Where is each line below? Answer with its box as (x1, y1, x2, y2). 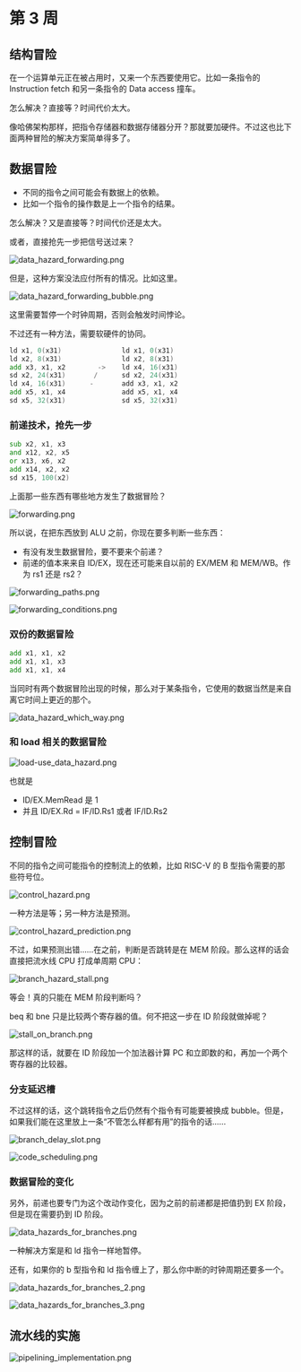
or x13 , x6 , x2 (9, 456, 66, 465)
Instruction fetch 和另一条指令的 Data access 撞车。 (9, 83, 201, 94)
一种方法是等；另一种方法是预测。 (9, 907, 135, 918)
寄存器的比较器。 (9, 1058, 73, 1069)
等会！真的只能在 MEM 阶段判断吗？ (9, 992, 143, 1003)
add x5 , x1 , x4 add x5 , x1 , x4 (9, 387, 178, 397)
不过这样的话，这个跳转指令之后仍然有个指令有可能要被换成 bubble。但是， (9, 1105, 288, 1116)
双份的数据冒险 (9, 628, 74, 640)
